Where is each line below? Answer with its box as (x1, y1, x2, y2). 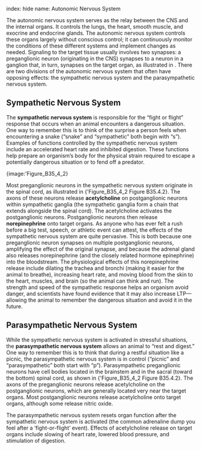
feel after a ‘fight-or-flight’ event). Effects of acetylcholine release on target (6, 424, 193, 431)
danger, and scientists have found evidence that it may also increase (6, 290, 176, 297)
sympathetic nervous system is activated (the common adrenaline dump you (6, 418, 196, 425)
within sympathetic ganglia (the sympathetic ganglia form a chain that (6, 200, 179, 208)
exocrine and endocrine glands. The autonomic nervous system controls (6, 29, 186, 37)
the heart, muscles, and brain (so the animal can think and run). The (6, 277, 174, 284)
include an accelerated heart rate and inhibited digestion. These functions (6, 145, 189, 152)
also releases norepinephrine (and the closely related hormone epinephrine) (6, 251, 194, 259)
